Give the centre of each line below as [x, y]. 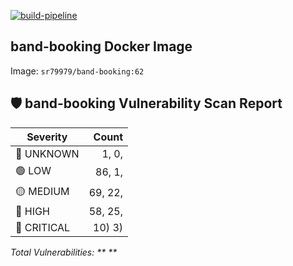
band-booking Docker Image [101, 46]
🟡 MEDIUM [42, 191]
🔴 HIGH [32, 211]
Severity [47, 137]
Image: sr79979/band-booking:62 [77, 71]
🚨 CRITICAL [43, 227]
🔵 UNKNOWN [47, 153]
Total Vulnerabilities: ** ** [64, 252]
